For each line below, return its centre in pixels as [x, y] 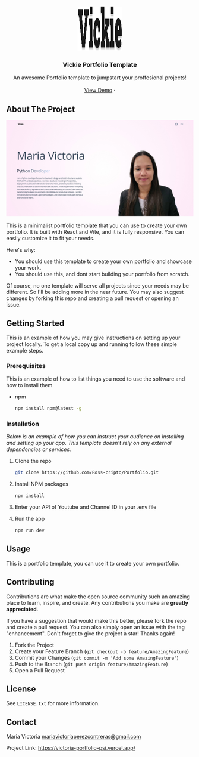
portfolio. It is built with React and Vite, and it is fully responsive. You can [95, 232]
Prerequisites [26, 366]
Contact [21, 722]
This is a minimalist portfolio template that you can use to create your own [97, 225]
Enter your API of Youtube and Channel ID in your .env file [86, 507]
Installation [23, 424]
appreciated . [22, 609]
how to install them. [30, 385]
